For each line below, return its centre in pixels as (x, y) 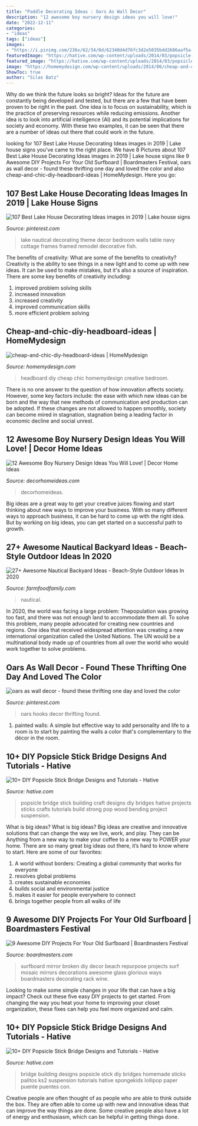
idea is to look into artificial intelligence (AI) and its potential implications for (98, 119)
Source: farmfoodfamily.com (41, 588)
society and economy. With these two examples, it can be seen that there (95, 126)
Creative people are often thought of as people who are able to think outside (99, 1098)
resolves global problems (45, 876)
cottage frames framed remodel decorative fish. (79, 246)
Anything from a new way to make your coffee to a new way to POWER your (98, 839)
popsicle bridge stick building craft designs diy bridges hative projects (106, 803)
